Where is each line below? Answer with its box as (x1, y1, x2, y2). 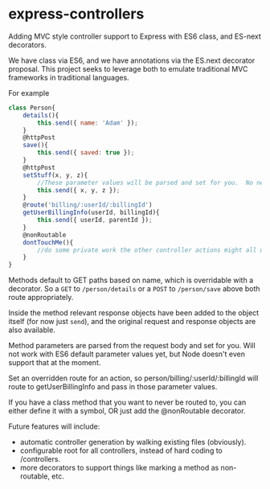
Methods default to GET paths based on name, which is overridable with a (8, 275, 254, 286)
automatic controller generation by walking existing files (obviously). (19, 438, 247, 447)
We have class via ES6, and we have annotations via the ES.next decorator (8, 55, 256, 65)
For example (8, 88, 50, 97)
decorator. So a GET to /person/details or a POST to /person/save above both (8, 284, 260, 294)
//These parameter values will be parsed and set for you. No (37, 179, 253, 187)
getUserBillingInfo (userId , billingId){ (22, 208, 160, 217)
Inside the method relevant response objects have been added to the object (8, 308, 260, 318)
